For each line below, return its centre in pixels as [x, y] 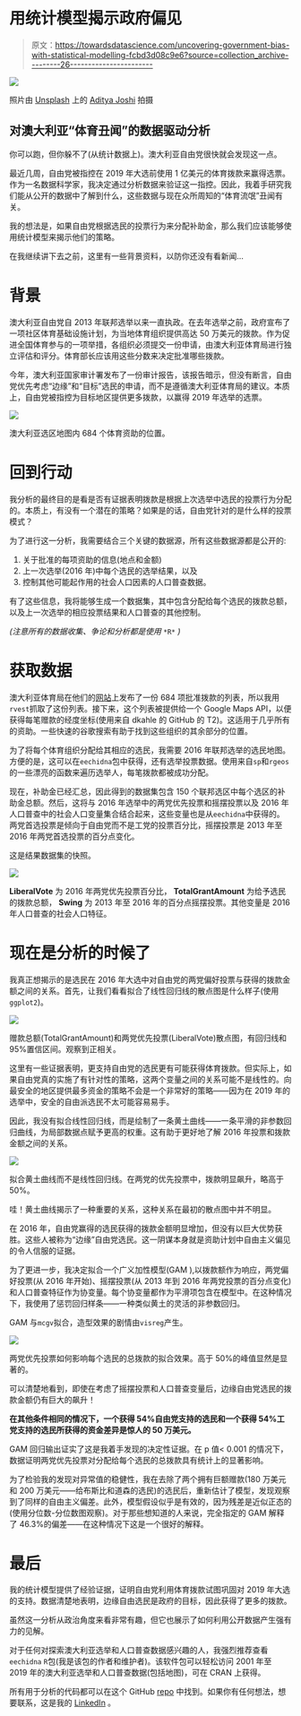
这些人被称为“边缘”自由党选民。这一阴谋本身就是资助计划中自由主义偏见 [158, 1239]
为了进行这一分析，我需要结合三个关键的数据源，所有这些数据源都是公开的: [148, 540]
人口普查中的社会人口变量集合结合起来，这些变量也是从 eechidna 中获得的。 [147, 814]
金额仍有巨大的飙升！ [56, 1400]
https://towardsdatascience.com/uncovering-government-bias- [172, 45]
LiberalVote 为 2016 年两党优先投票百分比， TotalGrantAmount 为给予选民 [148, 891]
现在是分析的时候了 [80, 953]
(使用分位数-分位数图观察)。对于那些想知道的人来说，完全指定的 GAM [138, 1513]
